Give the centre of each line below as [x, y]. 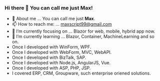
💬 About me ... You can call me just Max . [53, 19]
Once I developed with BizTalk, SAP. [49, 58]
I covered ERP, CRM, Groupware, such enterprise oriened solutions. [81, 73]
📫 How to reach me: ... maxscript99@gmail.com [62, 24]
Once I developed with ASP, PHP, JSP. [51, 68]
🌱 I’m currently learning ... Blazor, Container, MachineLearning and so [83, 37]
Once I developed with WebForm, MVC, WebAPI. [62, 52]
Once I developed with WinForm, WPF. [52, 47]
